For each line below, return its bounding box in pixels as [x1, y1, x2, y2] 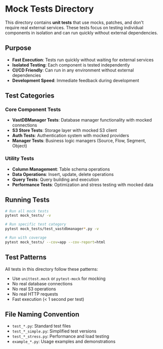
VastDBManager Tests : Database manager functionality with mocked [12, 117, 152, 123]
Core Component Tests [5, 106, 61, 113]
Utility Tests [5, 155, 34, 162]
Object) [12, 143, 28, 149]
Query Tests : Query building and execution [12, 176, 99, 182]
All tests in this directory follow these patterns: [5, 266, 98, 272]
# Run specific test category [5, 222, 67, 227]
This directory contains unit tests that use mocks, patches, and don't [5, 19, 144, 25]
